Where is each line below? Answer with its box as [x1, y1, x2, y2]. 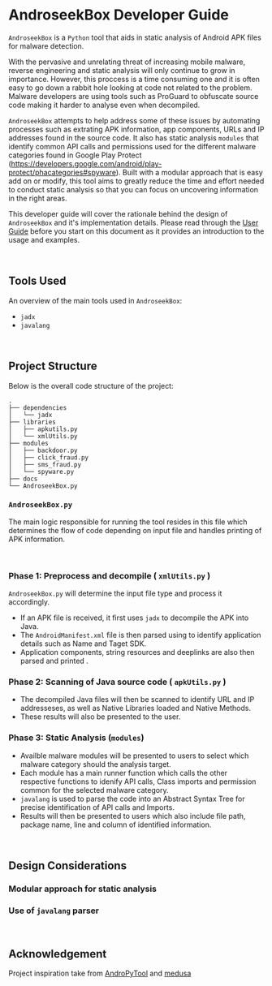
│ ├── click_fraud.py [8, 453, 89, 462]
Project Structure [8, 360, 97, 373]
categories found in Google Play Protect [8, 150, 142, 160]
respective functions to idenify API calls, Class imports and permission [19, 777, 257, 786]
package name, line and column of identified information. [19, 820, 212, 829]
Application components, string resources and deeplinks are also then [19, 648, 255, 657]
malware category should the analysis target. [19, 759, 172, 769]
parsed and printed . [19, 656, 89, 666]
